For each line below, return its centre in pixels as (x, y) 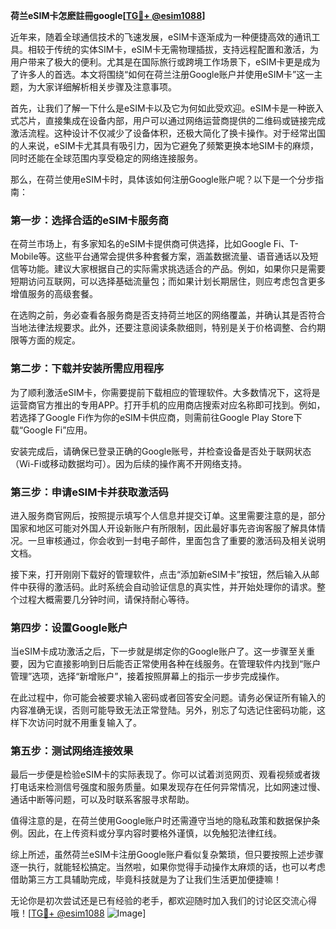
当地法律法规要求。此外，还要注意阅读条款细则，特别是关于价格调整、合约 (163, 328)
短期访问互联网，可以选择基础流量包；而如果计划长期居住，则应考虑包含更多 (168, 281)
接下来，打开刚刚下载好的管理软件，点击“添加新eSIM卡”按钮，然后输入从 (160, 574)
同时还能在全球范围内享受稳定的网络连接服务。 (106, 158)
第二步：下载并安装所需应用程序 (87, 369)
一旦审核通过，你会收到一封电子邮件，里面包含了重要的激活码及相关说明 (176, 540)
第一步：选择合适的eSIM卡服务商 (89, 220)
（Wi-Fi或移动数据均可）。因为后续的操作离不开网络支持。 (129, 463)
